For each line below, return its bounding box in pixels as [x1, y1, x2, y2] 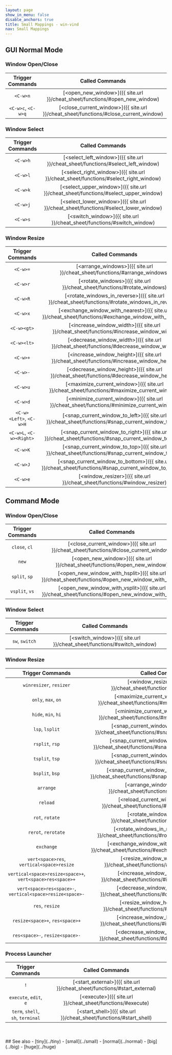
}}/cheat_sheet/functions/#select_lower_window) [44, 204, 162, 212]
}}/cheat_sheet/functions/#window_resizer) [62, 479, 167, 487]
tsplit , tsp [33, 755, 60, 762]
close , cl [11, 543, 33, 551]
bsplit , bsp [33, 769, 60, 776]
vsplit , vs [10, 587, 34, 595]
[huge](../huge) [24, 1043, 56, 1050]
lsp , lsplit [33, 725, 60, 732]
